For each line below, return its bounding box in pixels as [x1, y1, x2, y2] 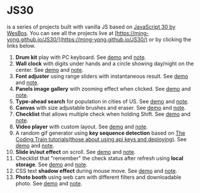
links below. [7, 42, 36, 49]
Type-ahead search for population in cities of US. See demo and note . [15, 97, 189, 105]
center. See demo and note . [15, 66, 84, 73]
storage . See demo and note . [15, 161, 88, 168]
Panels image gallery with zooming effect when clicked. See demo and [15, 85, 191, 92]
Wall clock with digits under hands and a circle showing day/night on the [15, 60, 194, 67]
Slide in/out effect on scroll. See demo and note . [15, 148, 136, 155]
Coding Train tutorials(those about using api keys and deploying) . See [15, 135, 187, 143]
